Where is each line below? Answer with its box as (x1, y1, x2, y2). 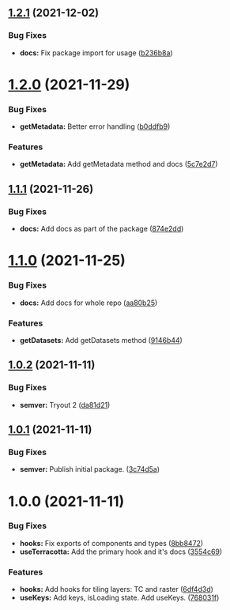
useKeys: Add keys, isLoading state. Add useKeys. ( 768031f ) (19, 593, 220, 603)
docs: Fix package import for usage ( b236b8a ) (19, 47, 173, 58)
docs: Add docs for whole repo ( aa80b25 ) (19, 298, 158, 307)
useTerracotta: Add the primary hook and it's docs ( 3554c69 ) (19, 547, 223, 556)
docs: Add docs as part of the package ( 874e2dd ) (19, 224, 184, 234)
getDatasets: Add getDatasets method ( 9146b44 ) (19, 335, 183, 345)
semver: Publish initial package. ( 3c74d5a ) (19, 465, 160, 474)
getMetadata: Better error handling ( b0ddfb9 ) (19, 122, 171, 131)
